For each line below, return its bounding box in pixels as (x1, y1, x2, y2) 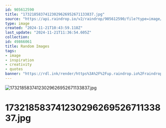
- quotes (5, 67, 23, 72)
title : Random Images (5, 44, 50, 49)
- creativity (5, 62, 32, 67)
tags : (5, 48, 16, 53)
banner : (5, 71, 21, 76)
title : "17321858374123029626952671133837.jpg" (5, 12, 105, 17)
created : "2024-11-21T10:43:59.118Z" (5, 26, 83, 31)
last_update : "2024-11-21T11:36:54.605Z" (5, 30, 92, 35)
